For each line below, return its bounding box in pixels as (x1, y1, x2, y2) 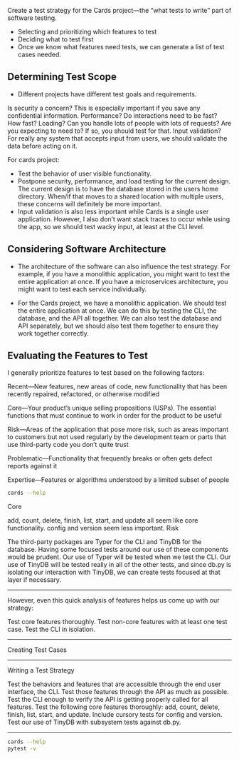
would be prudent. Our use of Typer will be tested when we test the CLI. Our (7, 553, 231, 561)
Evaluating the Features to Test (7, 350, 148, 362)
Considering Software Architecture (7, 243, 166, 256)
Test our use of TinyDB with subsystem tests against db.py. (7, 718, 181, 727)
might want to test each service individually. (17, 285, 147, 293)
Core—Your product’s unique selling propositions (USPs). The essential (7, 403, 216, 413)
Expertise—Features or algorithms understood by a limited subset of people (7, 476, 230, 484)
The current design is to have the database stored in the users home (17, 184, 219, 193)
